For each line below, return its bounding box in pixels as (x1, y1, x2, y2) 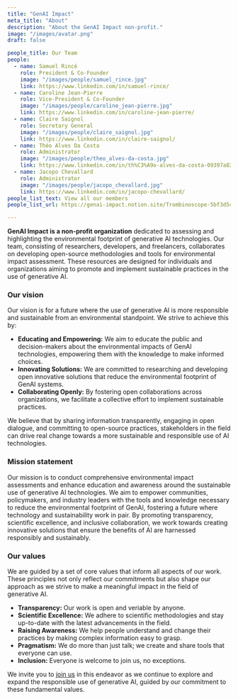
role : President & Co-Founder (20, 69, 110, 77)
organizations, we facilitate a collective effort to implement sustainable (17, 395, 225, 404)
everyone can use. (17, 649, 72, 657)
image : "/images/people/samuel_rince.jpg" (20, 76, 147, 83)
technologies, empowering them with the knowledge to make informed (17, 350, 225, 358)
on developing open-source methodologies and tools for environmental (7, 250, 216, 258)
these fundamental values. (7, 686, 85, 694)
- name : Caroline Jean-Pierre (13, 89, 103, 97)
